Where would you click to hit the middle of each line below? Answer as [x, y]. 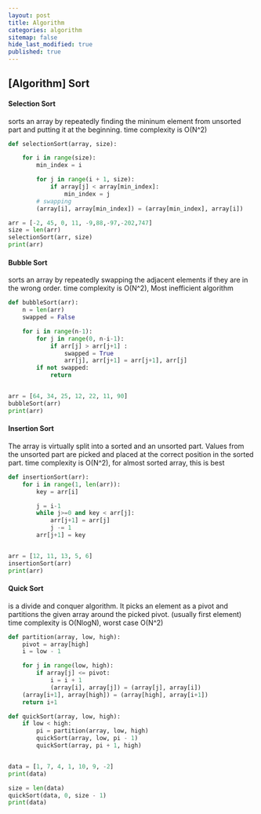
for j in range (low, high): [68, 666]
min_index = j [87, 194]
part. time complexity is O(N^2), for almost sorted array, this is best [116, 462]
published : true [34, 52]
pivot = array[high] [56, 644]
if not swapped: [63, 368]
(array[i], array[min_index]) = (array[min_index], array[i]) [140, 209]
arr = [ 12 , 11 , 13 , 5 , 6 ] [50, 556]
